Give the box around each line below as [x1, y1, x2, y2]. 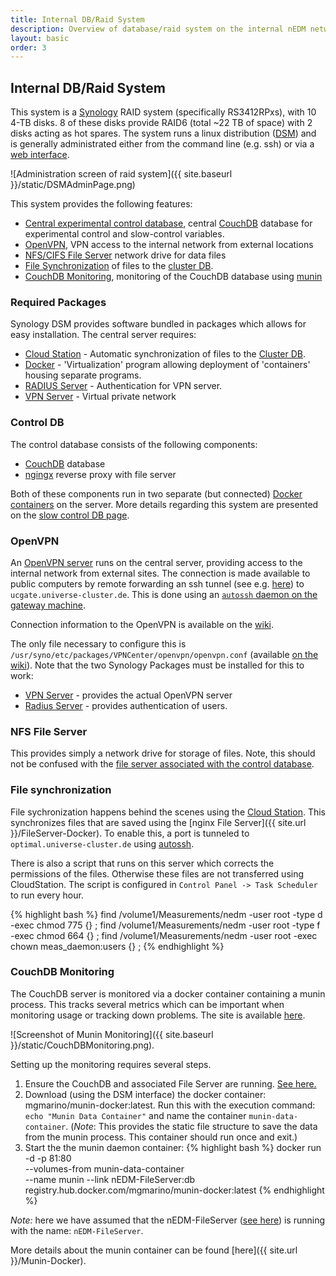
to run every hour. [10, 889, 84, 901]
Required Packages [10, 295, 107, 309]
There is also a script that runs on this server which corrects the [10, 857, 275, 869]
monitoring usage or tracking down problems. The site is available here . [10, 1009, 306, 1021]
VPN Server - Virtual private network [24, 391, 177, 403]
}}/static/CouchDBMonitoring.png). [10, 1039, 155, 1051]
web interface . [10, 149, 70, 161]
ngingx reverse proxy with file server [24, 468, 177, 480]
